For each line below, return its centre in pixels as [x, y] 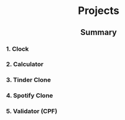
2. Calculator [25, 64]
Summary [99, 32]
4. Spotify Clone [30, 96]
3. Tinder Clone [28, 80]
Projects [99, 11]
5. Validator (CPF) [32, 111]
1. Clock [18, 49]
